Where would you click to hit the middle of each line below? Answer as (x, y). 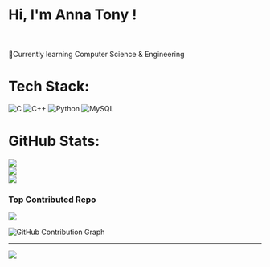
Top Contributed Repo (52, 200)
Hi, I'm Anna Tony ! (73, 15)
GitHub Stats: (54, 141)
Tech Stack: (49, 87)
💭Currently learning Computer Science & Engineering (96, 54)
